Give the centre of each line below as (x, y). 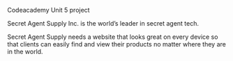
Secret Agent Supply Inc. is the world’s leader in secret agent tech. (103, 23)
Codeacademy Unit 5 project (48, 10)
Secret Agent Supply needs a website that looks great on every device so (113, 37)
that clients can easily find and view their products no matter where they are (117, 44)
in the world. (25, 52)
